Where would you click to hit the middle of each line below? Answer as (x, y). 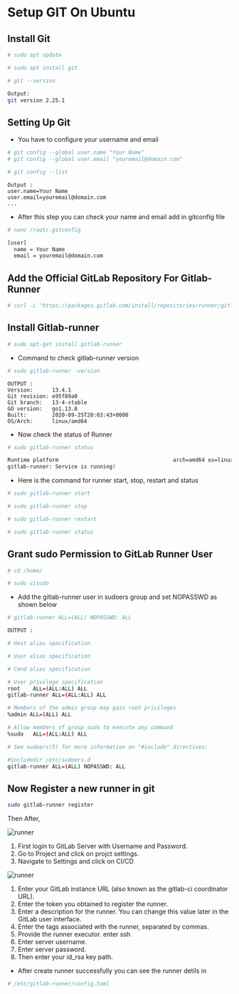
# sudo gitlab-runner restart (52, 519)
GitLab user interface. (49, 919)
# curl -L (22, 306)
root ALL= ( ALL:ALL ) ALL (47, 689)
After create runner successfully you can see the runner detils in (112, 971)
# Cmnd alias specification (49, 669)
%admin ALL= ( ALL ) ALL (39, 715)
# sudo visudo (28, 584)
